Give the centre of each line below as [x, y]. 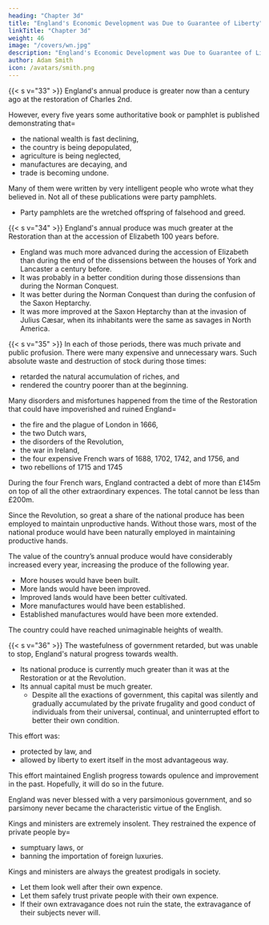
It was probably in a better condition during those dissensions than [130, 277]
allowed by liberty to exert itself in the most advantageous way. [124, 760]
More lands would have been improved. [85, 589]
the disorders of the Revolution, [72, 441]
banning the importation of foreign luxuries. [92, 856]
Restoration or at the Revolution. [73, 678]
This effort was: [34, 736]
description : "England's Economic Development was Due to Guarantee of [130, 53]
